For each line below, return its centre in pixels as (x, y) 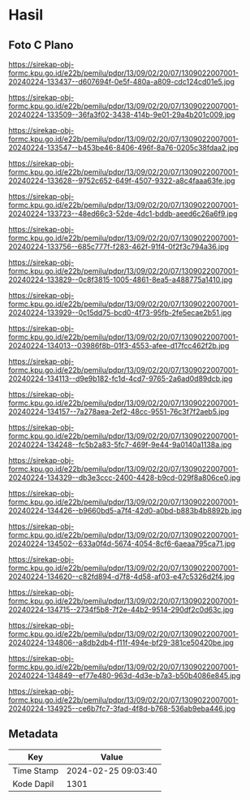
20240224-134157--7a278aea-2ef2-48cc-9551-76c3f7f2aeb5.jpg (119, 411)
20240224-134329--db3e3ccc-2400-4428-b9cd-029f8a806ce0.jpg (125, 478)
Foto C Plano (41, 45)
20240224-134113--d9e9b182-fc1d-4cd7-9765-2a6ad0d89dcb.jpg (121, 378)
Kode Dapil (33, 784)
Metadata (33, 734)
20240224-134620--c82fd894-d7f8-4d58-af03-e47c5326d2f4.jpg (122, 577)
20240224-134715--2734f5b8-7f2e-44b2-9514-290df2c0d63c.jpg (121, 610)
